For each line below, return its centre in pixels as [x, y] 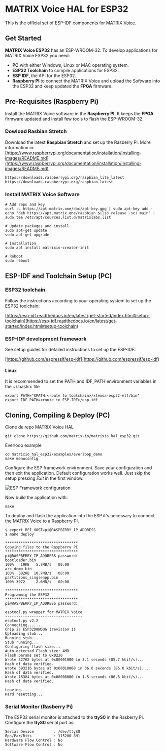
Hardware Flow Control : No [34, 740]
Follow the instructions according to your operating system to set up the [78, 300]
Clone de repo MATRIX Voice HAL [39, 427]
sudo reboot [17, 261]
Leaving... [16, 690]
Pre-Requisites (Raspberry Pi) [52, 102]
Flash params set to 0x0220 [34, 656]
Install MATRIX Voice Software [42, 194]
